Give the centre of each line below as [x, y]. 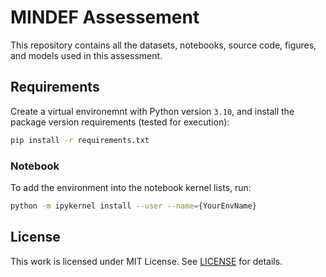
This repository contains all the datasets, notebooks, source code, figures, [163, 45]
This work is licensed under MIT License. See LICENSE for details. [146, 261]
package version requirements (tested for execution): [120, 122]
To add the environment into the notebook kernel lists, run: [131, 187]
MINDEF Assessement [105, 17]
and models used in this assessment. [86, 55]
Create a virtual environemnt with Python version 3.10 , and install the [152, 111]
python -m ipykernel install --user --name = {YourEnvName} [133, 206]
